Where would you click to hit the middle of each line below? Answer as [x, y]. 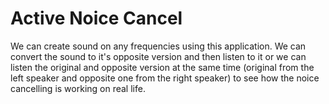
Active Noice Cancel [96, 18]
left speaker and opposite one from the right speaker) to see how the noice [165, 78]
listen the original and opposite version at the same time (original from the [162, 67]
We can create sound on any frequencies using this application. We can [158, 46]
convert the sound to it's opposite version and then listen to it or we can [158, 56]
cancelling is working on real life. [78, 88]
